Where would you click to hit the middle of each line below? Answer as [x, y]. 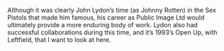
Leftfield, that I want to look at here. [59, 40]
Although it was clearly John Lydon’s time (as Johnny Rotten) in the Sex [112, 10]
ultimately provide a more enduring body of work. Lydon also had [103, 25]
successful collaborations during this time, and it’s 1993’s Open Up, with [112, 32]
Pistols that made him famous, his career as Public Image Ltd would [106, 17]
